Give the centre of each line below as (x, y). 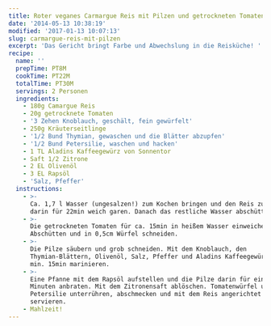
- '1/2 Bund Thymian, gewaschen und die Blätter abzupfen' (124, 136)
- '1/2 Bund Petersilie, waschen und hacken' (101, 144)
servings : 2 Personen (52, 91)
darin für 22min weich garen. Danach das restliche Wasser (131, 211)
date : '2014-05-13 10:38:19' (57, 23)
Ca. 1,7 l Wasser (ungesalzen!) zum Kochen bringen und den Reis (142, 204)
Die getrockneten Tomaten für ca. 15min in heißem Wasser (129, 227)
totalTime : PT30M (45, 83)
